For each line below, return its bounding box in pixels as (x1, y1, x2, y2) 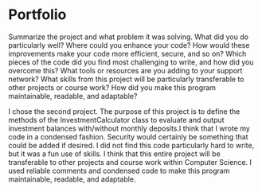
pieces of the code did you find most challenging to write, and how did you (8, 57, 254, 67)
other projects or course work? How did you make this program (8, 82, 217, 92)
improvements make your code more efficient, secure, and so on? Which (8, 49, 247, 58)
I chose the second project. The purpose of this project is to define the (8, 106, 240, 116)
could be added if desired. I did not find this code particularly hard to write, (8, 140, 255, 150)
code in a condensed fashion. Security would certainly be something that (8, 131, 248, 141)
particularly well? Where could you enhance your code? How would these (8, 40, 250, 49)
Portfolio (8, 6, 67, 24)
